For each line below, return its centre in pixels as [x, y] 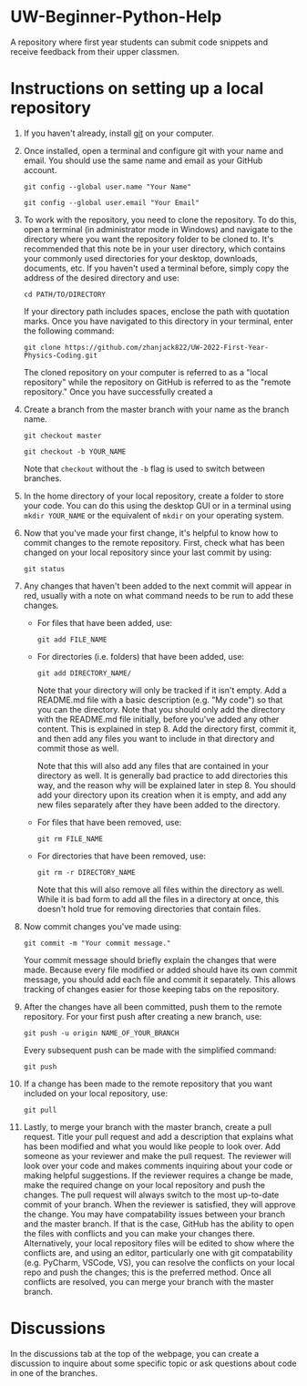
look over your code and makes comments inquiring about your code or [158, 1165]
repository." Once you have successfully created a [118, 391]
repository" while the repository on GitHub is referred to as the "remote [157, 382]
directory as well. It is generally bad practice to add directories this [162, 775]
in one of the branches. [54, 1372]
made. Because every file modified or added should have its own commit [160, 970]
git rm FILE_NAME [70, 839]
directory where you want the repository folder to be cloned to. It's [148, 239]
